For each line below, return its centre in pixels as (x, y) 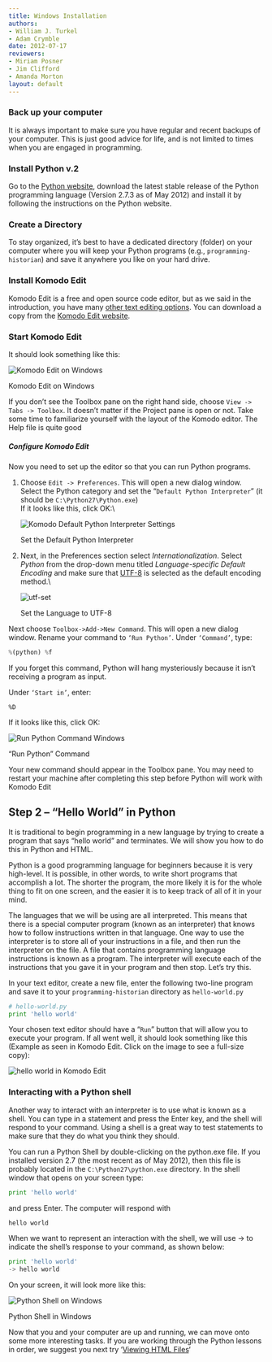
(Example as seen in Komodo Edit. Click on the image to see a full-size (126, 1047)
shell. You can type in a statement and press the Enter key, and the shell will (135, 1118)
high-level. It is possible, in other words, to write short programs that (123, 873)
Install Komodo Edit (47, 281)
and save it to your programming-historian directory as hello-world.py (126, 991)
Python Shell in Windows (50, 1316)
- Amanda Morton (36, 76)
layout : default (36, 84)
